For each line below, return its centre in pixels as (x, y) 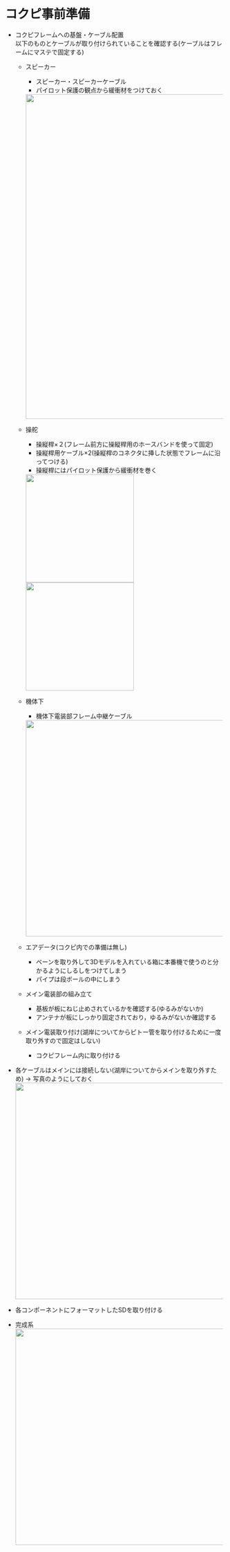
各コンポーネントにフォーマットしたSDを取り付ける (89, 1310)
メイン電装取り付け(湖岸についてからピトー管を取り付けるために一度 (123, 1032)
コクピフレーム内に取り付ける (78, 1055)
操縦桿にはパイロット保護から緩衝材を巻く (96, 470)
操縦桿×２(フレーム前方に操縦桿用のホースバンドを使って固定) (124, 444)
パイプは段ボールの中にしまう (78, 979)
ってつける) (52, 461)
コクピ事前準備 (48, 14)
